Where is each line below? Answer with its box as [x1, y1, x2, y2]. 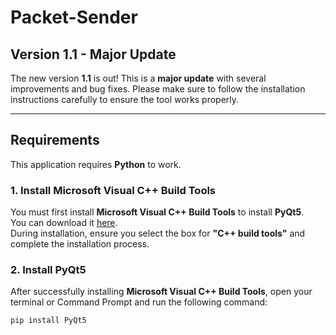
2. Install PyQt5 [10, 263, 87, 277]
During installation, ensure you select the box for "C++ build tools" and [10, 227, 306, 240]
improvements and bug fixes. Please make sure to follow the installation [10, 83, 306, 95]
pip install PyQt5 [10, 316, 87, 326]
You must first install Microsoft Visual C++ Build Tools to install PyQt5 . [10, 206, 305, 218]
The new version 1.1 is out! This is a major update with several [10, 72, 267, 84]
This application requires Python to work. [10, 158, 182, 170]
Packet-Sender [10, 6, 138, 29]
